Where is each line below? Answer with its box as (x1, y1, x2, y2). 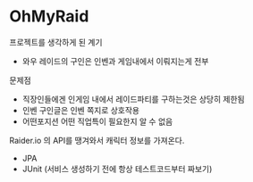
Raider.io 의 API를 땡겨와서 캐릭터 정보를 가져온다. (9, 135, 185, 145)
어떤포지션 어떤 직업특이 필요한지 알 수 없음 (21, 116, 173, 127)
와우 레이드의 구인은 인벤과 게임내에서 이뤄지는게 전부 (21, 55, 209, 66)
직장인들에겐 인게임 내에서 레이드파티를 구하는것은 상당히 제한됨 (21, 94, 245, 104)
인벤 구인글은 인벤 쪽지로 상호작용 (21, 104, 140, 115)
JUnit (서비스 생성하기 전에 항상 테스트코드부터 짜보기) (21, 163, 213, 174)
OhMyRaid (9, 6, 89, 27)
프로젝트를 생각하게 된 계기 (9, 37, 103, 47)
